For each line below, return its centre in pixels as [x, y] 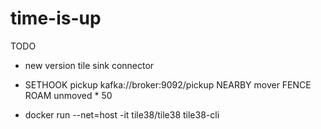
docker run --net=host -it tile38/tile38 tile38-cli [122, 114]
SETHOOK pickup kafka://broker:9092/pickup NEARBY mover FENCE [168, 84]
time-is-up [56, 18]
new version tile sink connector [89, 65]
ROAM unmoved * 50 [68, 95]
